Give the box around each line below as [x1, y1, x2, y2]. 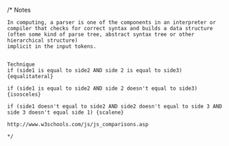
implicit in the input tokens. [7, 43, 97, 50]
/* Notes [7, 6, 31, 14]
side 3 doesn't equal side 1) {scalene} [7, 109, 125, 116]
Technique [7, 61, 36, 68]
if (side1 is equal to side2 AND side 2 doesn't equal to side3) [7, 85, 197, 92]
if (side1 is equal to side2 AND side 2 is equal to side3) [7, 67, 183, 74]
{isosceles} [7, 91, 41, 98]
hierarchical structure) [7, 37, 78, 44]
